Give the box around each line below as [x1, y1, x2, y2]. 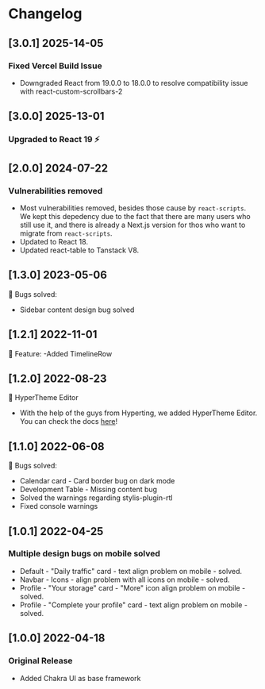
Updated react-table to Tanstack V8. [19, 245, 140, 255]
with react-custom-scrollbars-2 [19, 87, 123, 96]
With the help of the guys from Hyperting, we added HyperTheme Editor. [19, 408, 258, 418]
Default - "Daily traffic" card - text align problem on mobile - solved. [19, 566, 243, 575]
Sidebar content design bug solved [19, 305, 135, 314]
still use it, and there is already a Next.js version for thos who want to [19, 220, 246, 229]
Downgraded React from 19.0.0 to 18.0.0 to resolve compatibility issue [19, 78, 248, 87]
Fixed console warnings [19, 502, 98, 511]
